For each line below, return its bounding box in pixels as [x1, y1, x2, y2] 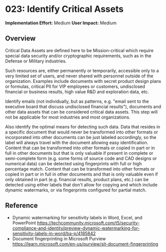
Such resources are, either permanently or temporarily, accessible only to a [5, 67, 159, 73]
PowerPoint [12, 220, 36, 226]
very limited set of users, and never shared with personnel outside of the [5, 73, 154, 79]
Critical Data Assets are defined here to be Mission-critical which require [5, 47, 154, 53]
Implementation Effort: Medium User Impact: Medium [5, 20, 117, 26]
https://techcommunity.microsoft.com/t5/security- [37, 220, 140, 226]
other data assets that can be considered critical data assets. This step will [5, 109, 158, 115]
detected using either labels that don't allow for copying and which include [5, 182, 158, 188]
